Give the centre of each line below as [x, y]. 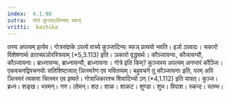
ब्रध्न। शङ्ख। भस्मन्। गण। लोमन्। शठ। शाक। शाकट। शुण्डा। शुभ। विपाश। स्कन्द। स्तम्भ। [115, 87]
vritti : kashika [33, 27]
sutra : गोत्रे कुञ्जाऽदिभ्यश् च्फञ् [44, 20]
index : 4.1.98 [30, 14]
